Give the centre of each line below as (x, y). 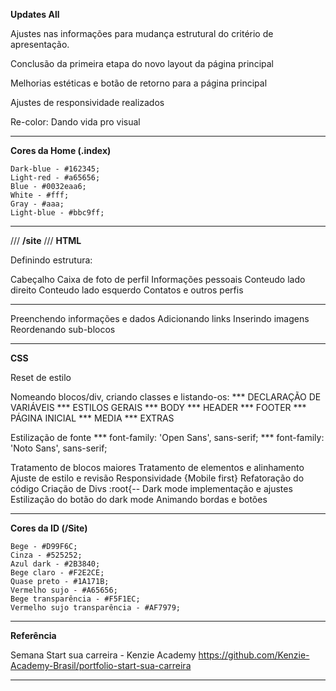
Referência (33, 635)
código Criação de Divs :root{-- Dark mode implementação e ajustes (151, 488)
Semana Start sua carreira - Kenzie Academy (103, 655)
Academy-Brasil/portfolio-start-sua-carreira (101, 665)
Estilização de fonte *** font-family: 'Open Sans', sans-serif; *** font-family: (167, 437)
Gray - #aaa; (37, 204)
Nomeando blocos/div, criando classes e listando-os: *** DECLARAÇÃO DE (166, 397)
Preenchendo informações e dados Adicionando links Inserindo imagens (160, 318)
